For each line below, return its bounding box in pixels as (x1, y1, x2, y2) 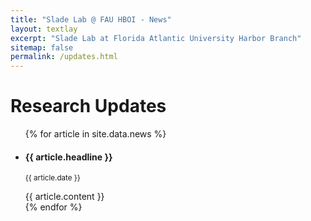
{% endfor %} (24, 201, 83, 213)
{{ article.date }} (24, 173, 81, 183)
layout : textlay (10, 24, 78, 34)
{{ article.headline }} (24, 151, 113, 163)
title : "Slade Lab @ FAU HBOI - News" (10, 14, 172, 25)
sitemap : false (10, 42, 74, 53)
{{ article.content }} (24, 191, 105, 203)
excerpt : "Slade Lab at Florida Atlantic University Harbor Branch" (10, 33, 302, 43)
